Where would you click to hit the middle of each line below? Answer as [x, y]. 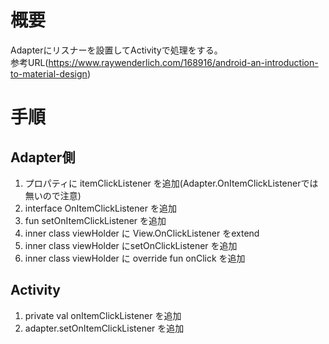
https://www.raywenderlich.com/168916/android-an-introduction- [183, 62]
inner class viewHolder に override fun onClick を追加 [135, 258]
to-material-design [49, 73]
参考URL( [29, 62]
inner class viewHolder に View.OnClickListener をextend [142, 233]
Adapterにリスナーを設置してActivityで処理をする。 [116, 50]
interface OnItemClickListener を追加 [100, 208]
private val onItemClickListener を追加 [103, 315]
